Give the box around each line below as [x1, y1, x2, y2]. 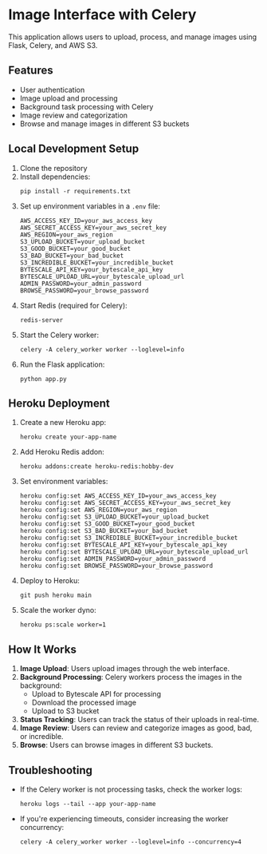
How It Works [8, 642, 77, 656]
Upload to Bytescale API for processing [31, 689, 162, 699]
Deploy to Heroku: [19, 576, 80, 586]
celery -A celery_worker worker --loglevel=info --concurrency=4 [19, 838, 241, 846]
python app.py [19, 375, 67, 383]
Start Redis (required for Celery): [19, 300, 128, 310]
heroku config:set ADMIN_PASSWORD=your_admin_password [19, 555, 206, 563]
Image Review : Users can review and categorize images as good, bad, [19, 723, 253, 733]
